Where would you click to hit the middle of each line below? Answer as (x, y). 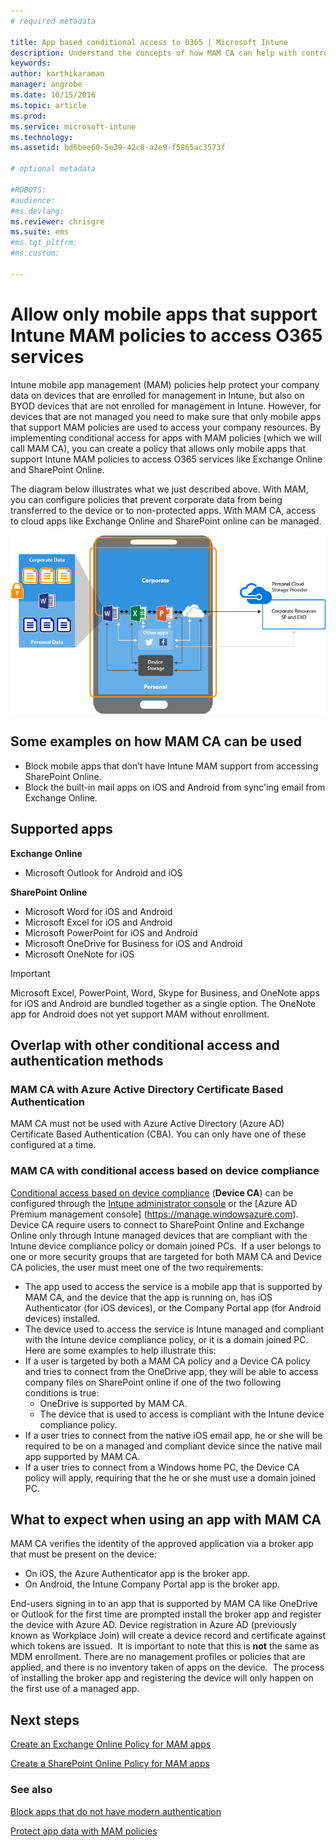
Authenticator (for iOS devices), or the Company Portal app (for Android (173, 1307)
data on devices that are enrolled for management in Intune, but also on (157, 395)
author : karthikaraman (57, 74)
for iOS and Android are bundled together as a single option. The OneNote (163, 1003)
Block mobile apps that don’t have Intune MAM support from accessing (171, 766)
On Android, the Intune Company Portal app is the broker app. (152, 1584)
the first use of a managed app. (75, 1689)
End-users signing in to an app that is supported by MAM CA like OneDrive (164, 1604)
